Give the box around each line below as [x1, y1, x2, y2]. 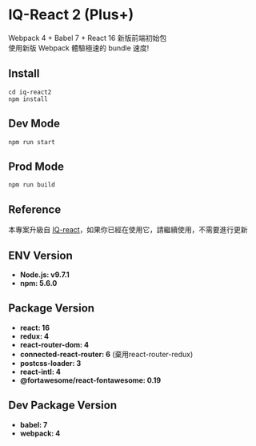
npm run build [8, 181, 56, 189]
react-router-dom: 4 [19, 340, 90, 349]
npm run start [8, 138, 56, 146]
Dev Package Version [8, 399, 118, 412]
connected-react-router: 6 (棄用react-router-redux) [19, 349, 194, 359]
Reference [8, 203, 62, 216]
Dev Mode [8, 117, 61, 131]
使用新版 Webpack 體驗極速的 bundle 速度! [8, 42, 150, 53]
